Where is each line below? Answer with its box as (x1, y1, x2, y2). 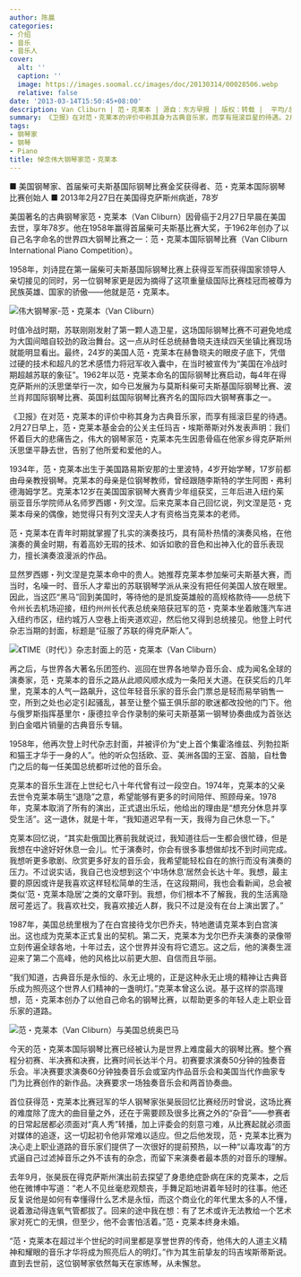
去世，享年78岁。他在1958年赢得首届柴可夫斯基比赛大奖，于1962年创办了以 (9, 222, 289, 233)
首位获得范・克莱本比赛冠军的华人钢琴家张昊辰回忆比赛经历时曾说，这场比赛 (9, 1096, 292, 1106)
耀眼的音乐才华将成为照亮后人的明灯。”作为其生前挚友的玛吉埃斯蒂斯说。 (24, 1246, 292, 1257)
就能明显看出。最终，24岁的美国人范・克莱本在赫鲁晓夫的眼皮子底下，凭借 (9, 346, 287, 357)
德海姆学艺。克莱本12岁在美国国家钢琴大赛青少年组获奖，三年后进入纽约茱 (9, 485, 285, 496)
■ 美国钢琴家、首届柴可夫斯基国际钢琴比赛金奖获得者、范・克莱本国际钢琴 (9, 180, 286, 191)
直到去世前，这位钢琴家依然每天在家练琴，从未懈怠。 (9, 1257, 206, 1268)
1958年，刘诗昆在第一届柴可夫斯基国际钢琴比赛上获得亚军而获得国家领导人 (9, 264, 287, 275)
